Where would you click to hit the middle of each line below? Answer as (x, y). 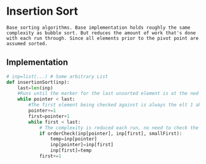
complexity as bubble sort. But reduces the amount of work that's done (101, 33)
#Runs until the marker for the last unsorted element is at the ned (108, 94)
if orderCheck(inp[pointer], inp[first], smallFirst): (111, 133)
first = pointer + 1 (49, 116)
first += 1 (50, 156)
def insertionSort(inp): (38, 82)
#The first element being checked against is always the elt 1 (111, 105)
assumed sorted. (27, 43)
